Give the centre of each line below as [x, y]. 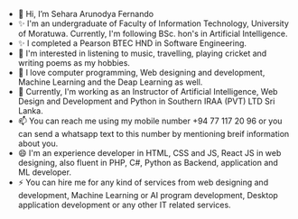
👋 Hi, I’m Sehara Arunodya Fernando [86, 14]
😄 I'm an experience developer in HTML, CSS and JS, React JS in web [149, 153]
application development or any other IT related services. [125, 205]
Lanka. [30, 111]
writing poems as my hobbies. [74, 63]
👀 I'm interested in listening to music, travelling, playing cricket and [142, 53]
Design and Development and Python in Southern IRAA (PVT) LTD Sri [146, 101]
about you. [38, 143]
